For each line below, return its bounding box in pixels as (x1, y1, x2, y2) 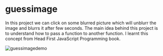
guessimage (5, 3, 57, 15)
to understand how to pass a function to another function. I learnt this (5, 30, 148, 36)
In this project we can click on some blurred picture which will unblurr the (5, 20, 156, 26)
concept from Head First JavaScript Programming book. (5, 36, 121, 42)
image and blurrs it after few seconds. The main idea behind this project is (5, 25, 158, 31)
